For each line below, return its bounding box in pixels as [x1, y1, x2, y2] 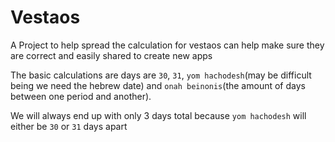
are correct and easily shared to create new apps [10, 49, 213, 61]
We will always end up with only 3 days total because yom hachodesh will [10, 109, 307, 121]
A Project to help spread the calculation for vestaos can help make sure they [10, 39, 325, 51]
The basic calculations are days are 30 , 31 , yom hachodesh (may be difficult [10, 69, 312, 81]
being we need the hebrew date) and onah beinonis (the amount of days [10, 79, 306, 91]
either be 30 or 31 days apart [10, 120, 128, 132]
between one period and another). [10, 90, 152, 102]
